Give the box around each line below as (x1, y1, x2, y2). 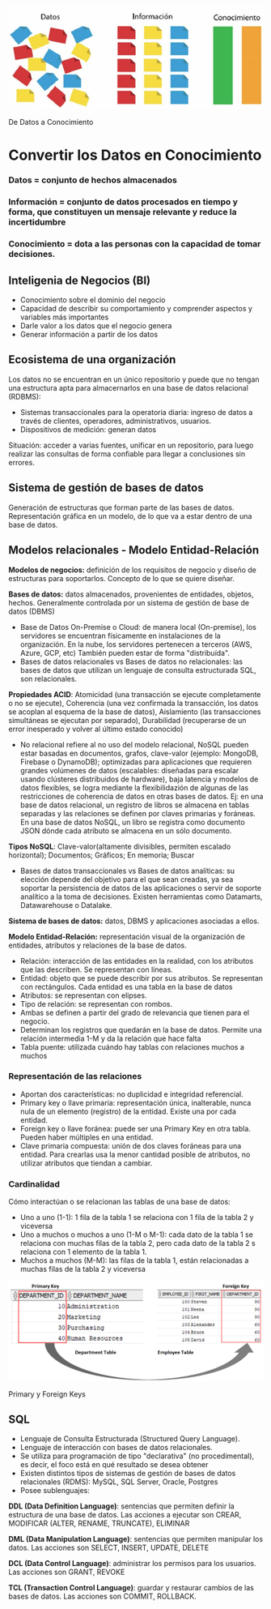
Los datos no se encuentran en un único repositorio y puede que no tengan (8, 374, 260, 384)
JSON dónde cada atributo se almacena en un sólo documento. (19, 825, 232, 836)
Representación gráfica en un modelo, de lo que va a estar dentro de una (8, 511, 252, 520)
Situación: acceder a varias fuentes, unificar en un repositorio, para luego (8, 440, 254, 450)
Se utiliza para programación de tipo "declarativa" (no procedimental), (19, 1451, 255, 1461)
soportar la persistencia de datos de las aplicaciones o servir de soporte (19, 883, 261, 892)
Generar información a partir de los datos (19, 330, 159, 340)
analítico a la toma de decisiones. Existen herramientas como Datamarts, (19, 892, 263, 901)
